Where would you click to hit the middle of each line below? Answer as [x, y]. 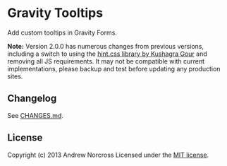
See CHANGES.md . [35, 115]
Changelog [32, 99]
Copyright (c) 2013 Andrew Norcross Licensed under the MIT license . [108, 155]
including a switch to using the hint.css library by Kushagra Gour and [107, 54]
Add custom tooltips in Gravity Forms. [62, 32]
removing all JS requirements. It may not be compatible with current [106, 61]
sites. [15, 76]
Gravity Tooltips [55, 13]
